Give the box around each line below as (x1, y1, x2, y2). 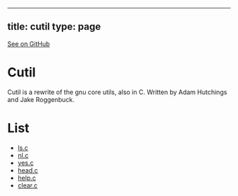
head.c (17, 166, 38, 174)
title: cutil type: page (7, 21, 101, 33)
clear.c (17, 181, 38, 190)
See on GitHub (7, 40, 50, 48)
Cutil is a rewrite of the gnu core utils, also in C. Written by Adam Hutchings (7, 88, 227, 96)
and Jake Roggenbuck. (7, 95, 75, 103)
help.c (17, 173, 37, 182)
